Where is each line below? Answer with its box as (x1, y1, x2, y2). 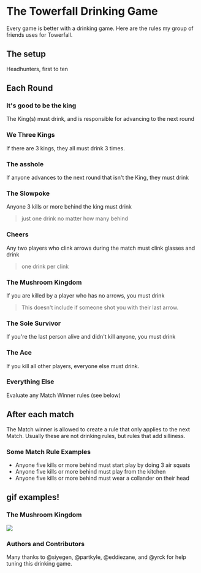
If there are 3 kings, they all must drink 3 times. (6, 144, 126, 152)
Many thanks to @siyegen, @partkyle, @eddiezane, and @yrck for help (6, 553, 187, 561)
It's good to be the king (6, 101, 77, 110)
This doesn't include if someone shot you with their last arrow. (21, 304, 179, 311)
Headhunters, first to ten (6, 65, 69, 72)
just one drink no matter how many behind (21, 215, 129, 222)
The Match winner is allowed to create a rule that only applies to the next (6, 425, 190, 433)
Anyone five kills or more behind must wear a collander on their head (15, 474, 190, 482)
